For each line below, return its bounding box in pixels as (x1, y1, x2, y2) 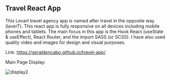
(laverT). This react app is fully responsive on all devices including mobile (5, 23, 160, 29)
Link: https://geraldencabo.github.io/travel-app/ (5, 49, 106, 55)
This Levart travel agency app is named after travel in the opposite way (5, 17, 155, 23)
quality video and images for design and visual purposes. (5, 39, 126, 45)
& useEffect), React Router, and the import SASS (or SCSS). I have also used (5, 34, 165, 40)
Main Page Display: (5, 59, 46, 65)
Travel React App (5, 4, 61, 13)
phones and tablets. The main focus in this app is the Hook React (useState (5, 28, 164, 35)
